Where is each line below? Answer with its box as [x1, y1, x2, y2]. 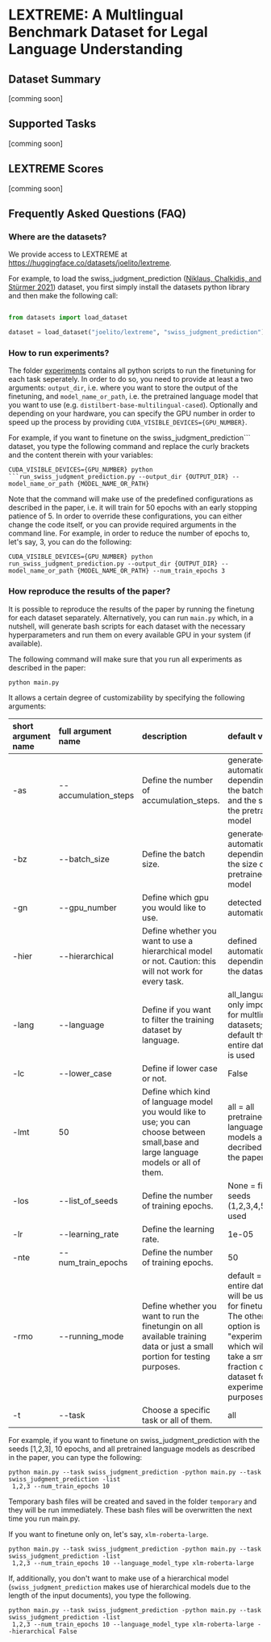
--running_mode [58, 1331, 124, 1342]
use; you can [142, 1116, 191, 1128]
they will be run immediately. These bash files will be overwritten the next [8, 1504, 252, 1514]
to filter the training [142, 1014, 215, 1025]
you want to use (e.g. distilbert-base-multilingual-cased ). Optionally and [8, 400, 258, 410]
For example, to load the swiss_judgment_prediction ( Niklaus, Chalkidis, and [8, 273, 262, 284]
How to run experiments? [8, 347, 110, 358]
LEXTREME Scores [8, 162, 104, 176]
